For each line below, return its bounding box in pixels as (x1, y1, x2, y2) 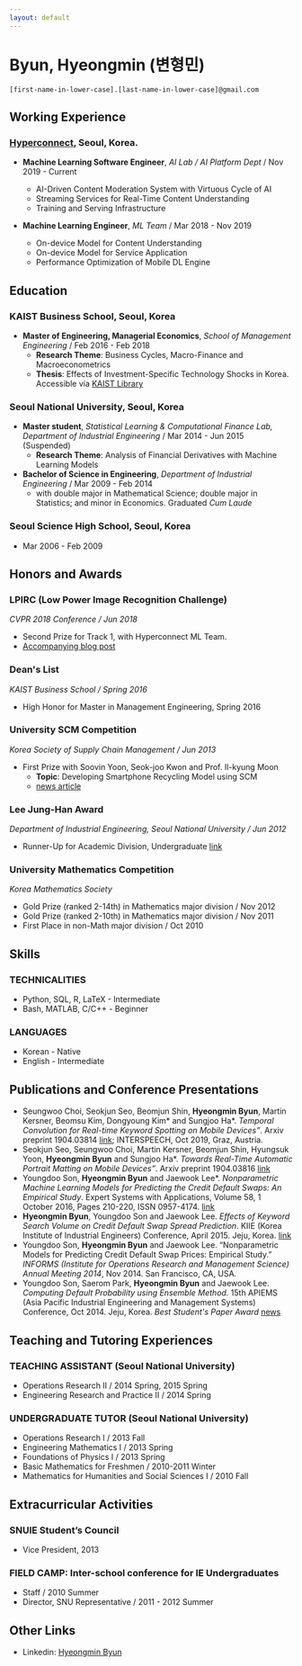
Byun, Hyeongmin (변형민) (9, 55, 205, 75)
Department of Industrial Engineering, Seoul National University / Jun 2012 (9, 824, 287, 835)
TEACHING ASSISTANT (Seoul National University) (9, 1359, 235, 1372)
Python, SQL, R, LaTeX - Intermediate (22, 994, 161, 1005)
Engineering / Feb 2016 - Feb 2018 (22, 339, 151, 351)
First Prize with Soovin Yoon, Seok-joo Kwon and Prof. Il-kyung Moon (22, 761, 279, 772)
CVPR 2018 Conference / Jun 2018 (9, 614, 138, 625)
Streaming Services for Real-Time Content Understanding (35, 193, 250, 204)
